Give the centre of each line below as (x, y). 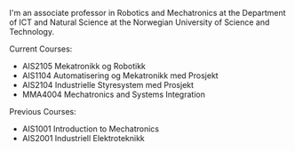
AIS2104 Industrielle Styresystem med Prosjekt (108, 85)
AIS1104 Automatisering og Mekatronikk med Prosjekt (120, 75)
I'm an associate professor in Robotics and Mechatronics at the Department (147, 13)
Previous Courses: (43, 111)
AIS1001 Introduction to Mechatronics (91, 129)
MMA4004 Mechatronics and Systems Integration (114, 94)
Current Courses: (41, 49)
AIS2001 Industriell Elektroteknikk (83, 138)
